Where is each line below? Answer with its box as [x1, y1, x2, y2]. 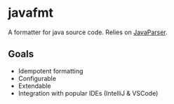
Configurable [18, 74, 57, 82]
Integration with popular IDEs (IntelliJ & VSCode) [18, 89, 159, 97]
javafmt [8, 5, 54, 21]
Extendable [18, 82, 51, 90]
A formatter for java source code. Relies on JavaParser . [8, 28, 168, 36]
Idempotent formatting [18, 66, 83, 75]
